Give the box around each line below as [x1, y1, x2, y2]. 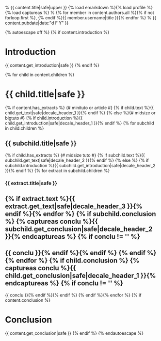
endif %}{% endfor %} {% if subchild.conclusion [5, 210, 156, 218]
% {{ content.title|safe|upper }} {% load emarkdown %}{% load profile [5, 5, 146, 10]
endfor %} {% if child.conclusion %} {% [16, 257, 140, 265]
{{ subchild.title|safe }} [5, 139, 77, 148]
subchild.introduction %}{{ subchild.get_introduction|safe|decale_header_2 [5, 162, 156, 168]
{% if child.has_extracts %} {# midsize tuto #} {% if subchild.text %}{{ [5, 152, 145, 158]
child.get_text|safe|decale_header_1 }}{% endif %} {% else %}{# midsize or [5, 109, 156, 116]
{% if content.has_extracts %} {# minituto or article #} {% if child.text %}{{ [5, 105, 154, 110]
